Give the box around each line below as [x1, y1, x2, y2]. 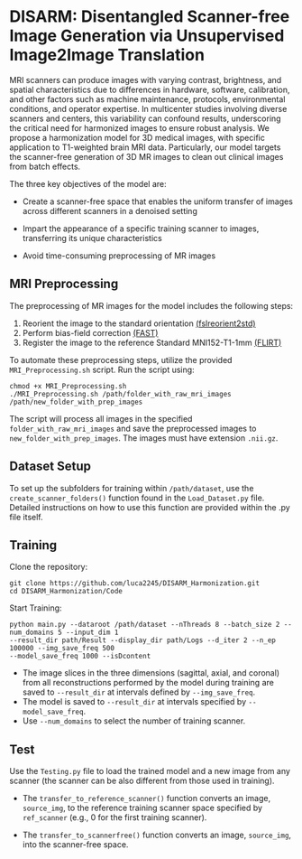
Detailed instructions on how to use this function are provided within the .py [9, 501, 290, 512]
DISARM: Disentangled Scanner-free [9, 6, 290, 27]
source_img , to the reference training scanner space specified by [22, 802, 263, 814]
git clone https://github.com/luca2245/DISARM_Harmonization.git [9, 579, 260, 588]
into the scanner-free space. [22, 839, 129, 850]
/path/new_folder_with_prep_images [9, 397, 143, 406]
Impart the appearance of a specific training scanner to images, [22, 223, 260, 234]
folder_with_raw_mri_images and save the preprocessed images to [9, 423, 257, 434]
